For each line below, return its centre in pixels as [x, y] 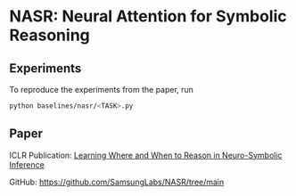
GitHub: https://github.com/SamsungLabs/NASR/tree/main [117, 182]
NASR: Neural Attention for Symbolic [148, 16]
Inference [27, 164]
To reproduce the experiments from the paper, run [102, 90]
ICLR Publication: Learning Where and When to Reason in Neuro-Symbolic [146, 155]
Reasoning [50, 35]
